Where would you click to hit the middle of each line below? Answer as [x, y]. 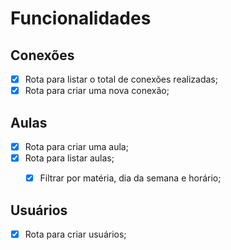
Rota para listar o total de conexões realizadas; [121, 79]
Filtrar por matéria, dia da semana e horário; [130, 178]
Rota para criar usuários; [75, 234]
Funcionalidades [81, 18]
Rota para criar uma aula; [76, 146]
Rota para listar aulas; [69, 158]
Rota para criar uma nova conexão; [97, 91]
